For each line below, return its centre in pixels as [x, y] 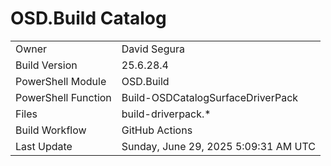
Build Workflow [51, 130]
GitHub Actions [157, 130]
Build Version [46, 65]
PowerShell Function [63, 97]
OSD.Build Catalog [88, 18]
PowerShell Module [61, 81]
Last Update [44, 146]
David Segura [153, 49]
